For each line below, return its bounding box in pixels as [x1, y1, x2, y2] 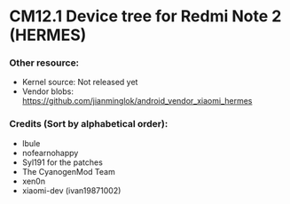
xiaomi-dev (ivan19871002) [21, 184, 121, 196]
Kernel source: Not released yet [21, 77, 138, 88]
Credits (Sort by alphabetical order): [9, 118, 169, 130]
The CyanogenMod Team [21, 166, 115, 177]
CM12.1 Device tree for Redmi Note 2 [9, 6, 282, 27]
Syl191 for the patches [21, 157, 104, 168]
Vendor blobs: [21, 86, 74, 97]
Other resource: [9, 57, 80, 69]
